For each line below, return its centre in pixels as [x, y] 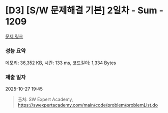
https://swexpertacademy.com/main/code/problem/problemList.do [88, 105]
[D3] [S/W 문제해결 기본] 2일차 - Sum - [85, 10]
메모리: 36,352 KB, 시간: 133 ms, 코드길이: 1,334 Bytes [61, 63]
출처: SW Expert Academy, [45, 99]
